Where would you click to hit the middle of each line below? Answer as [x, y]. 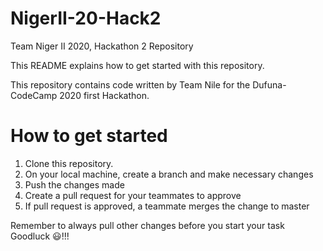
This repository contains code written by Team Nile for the [130, 84]
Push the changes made [74, 184]
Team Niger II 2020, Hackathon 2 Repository [102, 46]
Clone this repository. [69, 163]
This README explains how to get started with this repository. [137, 65]
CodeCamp [34, 95]
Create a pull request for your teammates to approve [133, 195]
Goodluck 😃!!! [40, 236]
